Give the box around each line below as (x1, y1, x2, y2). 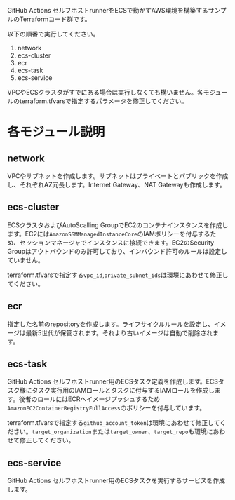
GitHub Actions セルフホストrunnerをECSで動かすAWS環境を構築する (7, 6, 209, 14)
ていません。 (7, 255, 44, 264)
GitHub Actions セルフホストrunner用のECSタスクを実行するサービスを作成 (7, 476, 226, 485)
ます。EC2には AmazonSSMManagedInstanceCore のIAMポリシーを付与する (7, 229, 210, 238)
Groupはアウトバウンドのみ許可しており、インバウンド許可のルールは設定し (7, 247, 228, 255)
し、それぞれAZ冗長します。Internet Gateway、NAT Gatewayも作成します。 (7, 181, 227, 189)
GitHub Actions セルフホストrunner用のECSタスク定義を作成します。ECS (7, 377, 219, 386)
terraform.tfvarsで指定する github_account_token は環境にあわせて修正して (7, 419, 220, 427)
